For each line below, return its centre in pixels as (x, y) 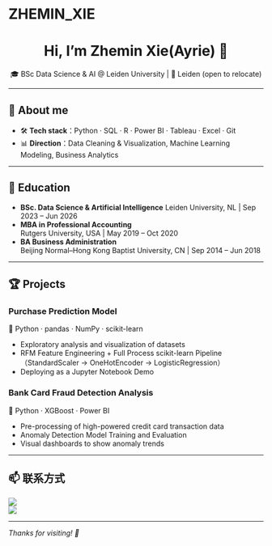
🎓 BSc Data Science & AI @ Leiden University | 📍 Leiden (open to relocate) (136, 74)
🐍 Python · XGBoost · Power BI (59, 410)
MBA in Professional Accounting (76, 224)
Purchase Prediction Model (63, 311)
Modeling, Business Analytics (69, 154)
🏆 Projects (37, 284)
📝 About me (38, 110)
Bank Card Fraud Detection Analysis (81, 393)
